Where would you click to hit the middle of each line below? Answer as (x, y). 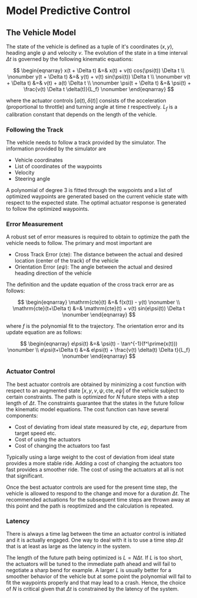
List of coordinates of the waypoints (58, 166)
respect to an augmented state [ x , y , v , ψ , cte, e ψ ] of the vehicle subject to (95, 390)
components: (22, 415)
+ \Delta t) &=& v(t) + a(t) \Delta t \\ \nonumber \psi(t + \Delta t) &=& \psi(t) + (99, 83)
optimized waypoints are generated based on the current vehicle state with (97, 196)
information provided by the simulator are (56, 149)
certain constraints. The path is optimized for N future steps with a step (93, 397)
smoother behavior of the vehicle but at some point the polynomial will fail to (99, 576)
